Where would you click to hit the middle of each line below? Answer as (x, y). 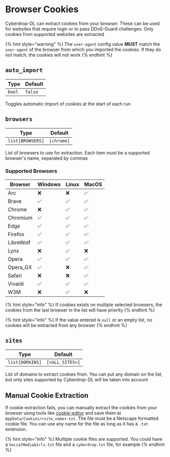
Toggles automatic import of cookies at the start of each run (68, 104)
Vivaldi (16, 284)
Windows (49, 184)
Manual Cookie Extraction (47, 396)
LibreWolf (19, 242)
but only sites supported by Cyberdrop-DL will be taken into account (77, 379)
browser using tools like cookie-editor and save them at (63, 413)
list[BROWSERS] (26, 141)
